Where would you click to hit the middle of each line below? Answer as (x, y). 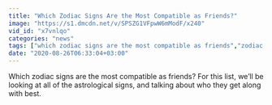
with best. (25, 93)
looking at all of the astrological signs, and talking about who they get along (135, 85)
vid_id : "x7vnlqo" (39, 31)
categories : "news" (41, 38)
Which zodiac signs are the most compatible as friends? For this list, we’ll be (136, 76)
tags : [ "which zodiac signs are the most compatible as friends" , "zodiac (136, 46)
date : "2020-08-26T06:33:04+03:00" (69, 53)
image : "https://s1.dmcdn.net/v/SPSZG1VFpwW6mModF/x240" (107, 23)
